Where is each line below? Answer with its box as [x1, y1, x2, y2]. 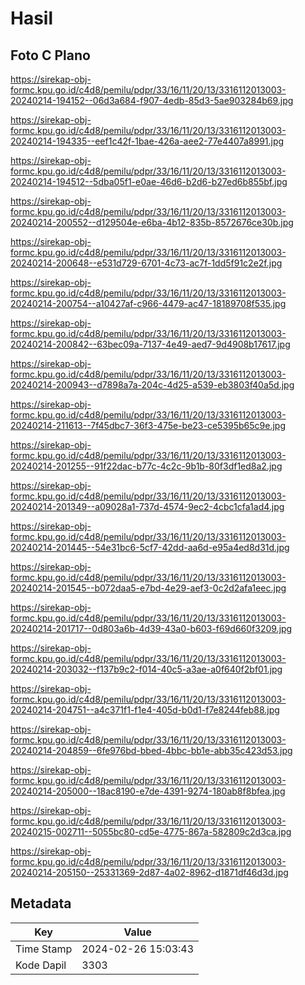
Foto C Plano [10, 47, 91, 64]
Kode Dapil [15, 958, 67, 972]
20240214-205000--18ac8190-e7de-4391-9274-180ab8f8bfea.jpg [10, 785, 286, 797]
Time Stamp [15, 942, 73, 956]
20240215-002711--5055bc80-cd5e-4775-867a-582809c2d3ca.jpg [10, 826, 292, 837]
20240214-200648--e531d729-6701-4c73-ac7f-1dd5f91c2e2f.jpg [10, 257, 283, 269]
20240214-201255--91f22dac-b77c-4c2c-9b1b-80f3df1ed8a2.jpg [10, 460, 283, 472]
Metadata [10, 895, 72, 912]
